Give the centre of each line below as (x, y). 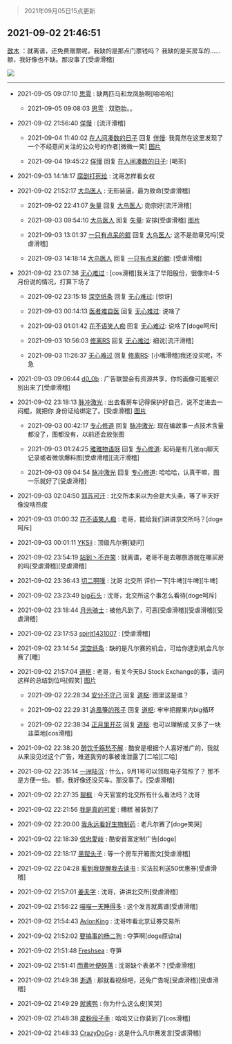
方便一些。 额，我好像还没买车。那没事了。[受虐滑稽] (99, 780)
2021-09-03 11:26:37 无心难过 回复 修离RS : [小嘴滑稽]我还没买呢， (122, 355)
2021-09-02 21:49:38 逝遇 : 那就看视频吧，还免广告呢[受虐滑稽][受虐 (115, 980)
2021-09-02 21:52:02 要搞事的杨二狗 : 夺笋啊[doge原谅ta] (99, 936)
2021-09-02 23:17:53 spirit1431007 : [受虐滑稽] (84, 633)
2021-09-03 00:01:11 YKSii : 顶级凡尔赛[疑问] (81, 542)
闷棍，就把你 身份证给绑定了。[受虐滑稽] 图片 (81, 410)
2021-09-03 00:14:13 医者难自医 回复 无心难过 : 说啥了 (104, 311)
